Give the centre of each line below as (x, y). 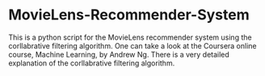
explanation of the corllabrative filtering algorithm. (92, 63)
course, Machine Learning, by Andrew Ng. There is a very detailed (119, 54)
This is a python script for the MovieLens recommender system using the (130, 37)
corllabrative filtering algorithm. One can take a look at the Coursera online (132, 45)
